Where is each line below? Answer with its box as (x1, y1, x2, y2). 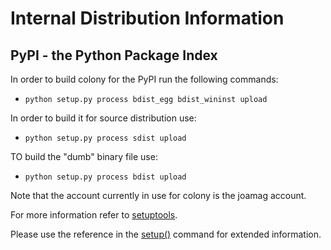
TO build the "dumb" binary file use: (10, 151, 158, 162)
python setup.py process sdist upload (24, 133, 187, 143)
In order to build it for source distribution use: (10, 112, 197, 124)
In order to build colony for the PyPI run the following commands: (10, 73, 279, 85)
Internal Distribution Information (10, 7, 285, 30)
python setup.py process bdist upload (24, 172, 187, 182)
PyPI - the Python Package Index (10, 47, 218, 64)
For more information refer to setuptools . (10, 209, 178, 221)
